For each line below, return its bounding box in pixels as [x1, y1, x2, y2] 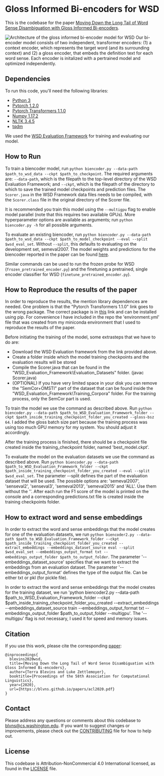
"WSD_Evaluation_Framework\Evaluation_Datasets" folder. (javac [12, 370, 144, 376]
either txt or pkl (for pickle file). [5, 575, 68, 581]
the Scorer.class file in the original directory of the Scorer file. [5, 196, 131, 202]
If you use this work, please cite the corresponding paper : [5, 643, 122, 649]
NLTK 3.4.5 [12, 118, 35, 124]
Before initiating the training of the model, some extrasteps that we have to [5, 334, 156, 340]
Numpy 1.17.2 [12, 113, 38, 119]
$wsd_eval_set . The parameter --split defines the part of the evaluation [5, 473, 148, 479]
